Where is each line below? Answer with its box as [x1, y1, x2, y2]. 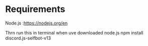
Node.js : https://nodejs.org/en [5, 20, 68, 26]
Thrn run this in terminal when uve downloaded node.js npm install [5, 29, 143, 35]
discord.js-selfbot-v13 [5, 35, 51, 41]
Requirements [5, 3, 65, 15]
